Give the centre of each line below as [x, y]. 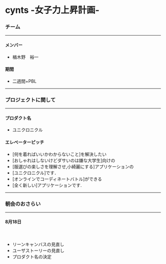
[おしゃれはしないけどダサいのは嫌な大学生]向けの [64, 160]
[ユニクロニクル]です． [36, 173]
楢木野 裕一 [25, 57]
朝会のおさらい [23, 204]
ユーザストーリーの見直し [38, 251]
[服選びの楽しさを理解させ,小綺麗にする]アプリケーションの [73, 166]
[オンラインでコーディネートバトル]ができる [57, 179]
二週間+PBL [24, 81]
